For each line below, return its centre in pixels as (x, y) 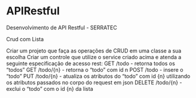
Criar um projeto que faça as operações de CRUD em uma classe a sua (94, 50)
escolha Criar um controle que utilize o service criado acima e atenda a (94, 57)
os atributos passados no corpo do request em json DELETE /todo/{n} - (94, 82)
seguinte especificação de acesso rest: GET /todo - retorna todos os (91, 63)
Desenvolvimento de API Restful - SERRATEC (62, 27)
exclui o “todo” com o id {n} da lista (50, 88)
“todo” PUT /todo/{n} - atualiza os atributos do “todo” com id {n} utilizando (98, 76)
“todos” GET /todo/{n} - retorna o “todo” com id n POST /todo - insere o (95, 69)
